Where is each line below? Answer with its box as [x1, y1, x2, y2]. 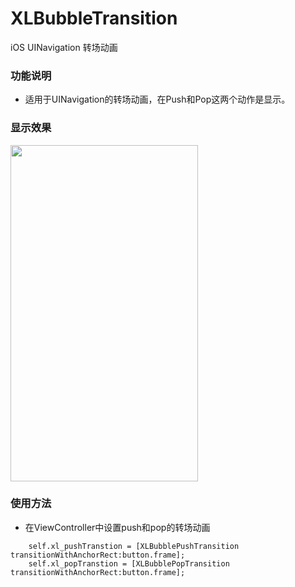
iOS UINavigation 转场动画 [10, 41, 118, 53]
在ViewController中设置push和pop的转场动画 [24, 521, 211, 533]
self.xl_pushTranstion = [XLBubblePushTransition [28, 541, 240, 551]
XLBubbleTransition [10, 7, 178, 30]
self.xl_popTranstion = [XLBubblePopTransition [28, 558, 230, 569]
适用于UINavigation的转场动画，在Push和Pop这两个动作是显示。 [24, 93, 291, 106]
